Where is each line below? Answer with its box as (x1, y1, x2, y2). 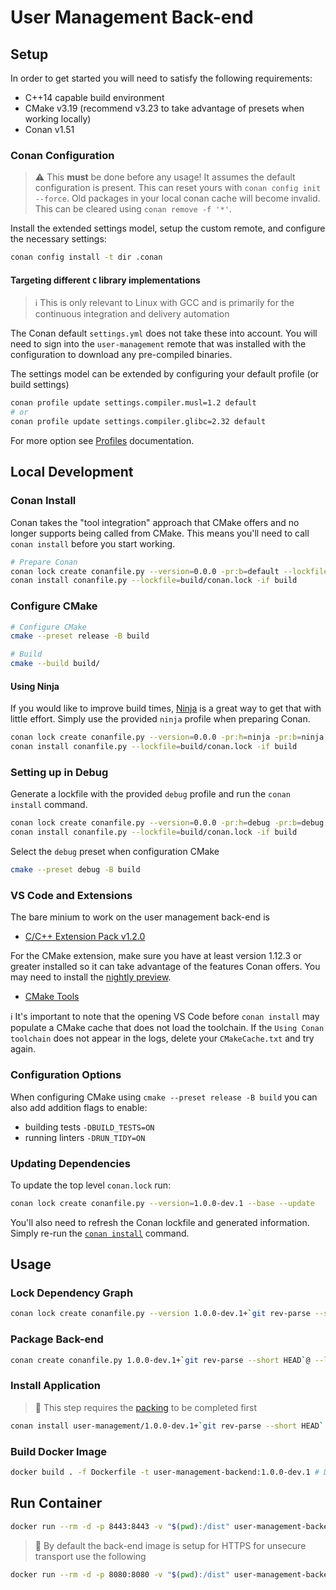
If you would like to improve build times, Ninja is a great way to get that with (10, 702, 322, 715)
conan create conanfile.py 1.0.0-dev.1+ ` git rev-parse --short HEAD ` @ (10, 1355, 311, 1365)
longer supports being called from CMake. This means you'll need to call (10, 527, 310, 539)
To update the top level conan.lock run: (10, 1179, 172, 1191)
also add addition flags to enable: (10, 1101, 148, 1113)
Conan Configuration (10, 148, 115, 162)
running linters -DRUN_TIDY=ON (24, 1131, 146, 1143)
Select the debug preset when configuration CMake (10, 846, 220, 858)
